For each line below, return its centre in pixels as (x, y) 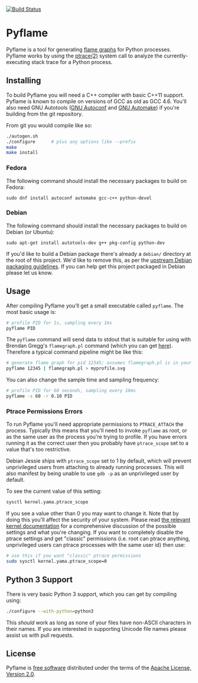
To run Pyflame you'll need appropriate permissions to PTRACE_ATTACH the (95, 424)
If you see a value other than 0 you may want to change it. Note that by (92, 514)
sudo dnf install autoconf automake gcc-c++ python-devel (79, 198)
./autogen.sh (22, 136)
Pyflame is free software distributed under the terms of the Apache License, (99, 668)
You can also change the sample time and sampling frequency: (83, 380)
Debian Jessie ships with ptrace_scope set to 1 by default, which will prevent (99, 461)
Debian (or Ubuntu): (30, 232)
